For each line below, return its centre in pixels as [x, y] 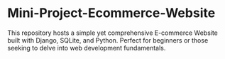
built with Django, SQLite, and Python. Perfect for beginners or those [108, 40]
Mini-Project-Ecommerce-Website [111, 13]
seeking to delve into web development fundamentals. [87, 48]
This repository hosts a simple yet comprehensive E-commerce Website [113, 33]
